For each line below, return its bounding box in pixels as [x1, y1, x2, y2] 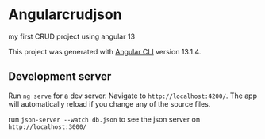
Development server [8, 69, 112, 84]
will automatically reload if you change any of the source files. [8, 99, 211, 108]
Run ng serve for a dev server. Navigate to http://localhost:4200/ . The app [8, 91, 258, 100]
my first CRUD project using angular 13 [8, 32, 136, 41]
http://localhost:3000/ [8, 122, 87, 131]
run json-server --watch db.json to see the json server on [8, 115, 201, 124]
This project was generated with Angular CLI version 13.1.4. [8, 47, 202, 56]
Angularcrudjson [8, 6, 122, 24]
